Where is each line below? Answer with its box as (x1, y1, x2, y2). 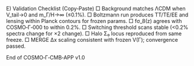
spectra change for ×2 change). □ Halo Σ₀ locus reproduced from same (6, 30, 182, 37)
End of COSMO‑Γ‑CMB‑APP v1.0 (6, 54, 85, 61)
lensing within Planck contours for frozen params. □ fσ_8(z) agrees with (6, 18, 182, 24)
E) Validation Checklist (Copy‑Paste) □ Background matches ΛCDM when (6, 5, 186, 12)
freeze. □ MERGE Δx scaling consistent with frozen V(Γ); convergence (6, 37, 179, 43)
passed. (6, 42, 26, 49)
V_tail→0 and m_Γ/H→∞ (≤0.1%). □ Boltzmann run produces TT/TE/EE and (6, 11, 189, 18)
